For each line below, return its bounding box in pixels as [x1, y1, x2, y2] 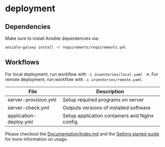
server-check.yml [7, 104, 50, 111]
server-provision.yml [7, 96, 56, 103]
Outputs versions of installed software [62, 104, 151, 111]
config [62, 118, 78, 125]
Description [96, 88, 124, 95]
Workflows [5, 58, 39, 67]
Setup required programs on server [62, 96, 144, 103]
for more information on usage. [5, 136, 68, 142]
